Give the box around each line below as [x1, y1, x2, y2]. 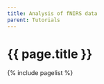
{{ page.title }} [7, 46, 93, 62]
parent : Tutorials [7, 17, 60, 23]
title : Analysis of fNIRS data [7, 10, 98, 17]
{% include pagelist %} [7, 69, 73, 77]
